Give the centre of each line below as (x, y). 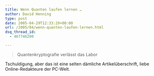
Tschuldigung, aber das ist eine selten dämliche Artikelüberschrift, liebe (77, 64)
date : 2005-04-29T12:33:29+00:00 (39, 23)
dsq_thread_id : (21, 32)
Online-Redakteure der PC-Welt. (38, 69)
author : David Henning (28, 14)
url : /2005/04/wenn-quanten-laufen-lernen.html (55, 28)
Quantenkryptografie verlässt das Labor (57, 54)
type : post (16, 18)
